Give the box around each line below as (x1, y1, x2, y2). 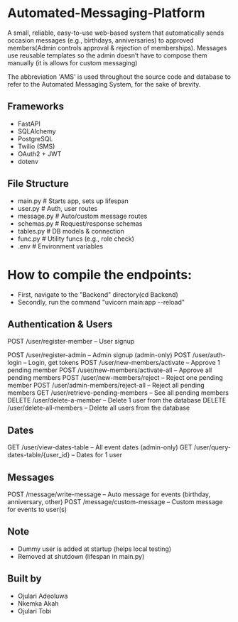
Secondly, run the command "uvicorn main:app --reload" (17, 298, 185, 306)
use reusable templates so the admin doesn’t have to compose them (7, 51, 207, 60)
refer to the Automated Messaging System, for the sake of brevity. (7, 80, 201, 88)
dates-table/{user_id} (7, 451, 70, 459)
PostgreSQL (17, 134, 53, 143)
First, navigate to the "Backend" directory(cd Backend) (17, 290, 179, 299)
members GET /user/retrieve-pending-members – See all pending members (7, 388, 229, 397)
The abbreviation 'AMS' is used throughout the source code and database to (7, 72, 231, 81)
